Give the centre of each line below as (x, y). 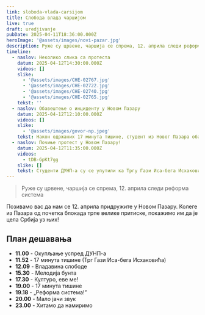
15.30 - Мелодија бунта (46, 273)
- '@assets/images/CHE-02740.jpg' (67, 92)
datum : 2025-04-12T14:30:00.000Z (60, 63)
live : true (20, 23)
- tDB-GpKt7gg (41, 159)
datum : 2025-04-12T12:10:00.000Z (60, 114)
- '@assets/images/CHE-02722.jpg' (67, 86)
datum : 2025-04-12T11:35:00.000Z (60, 148)
